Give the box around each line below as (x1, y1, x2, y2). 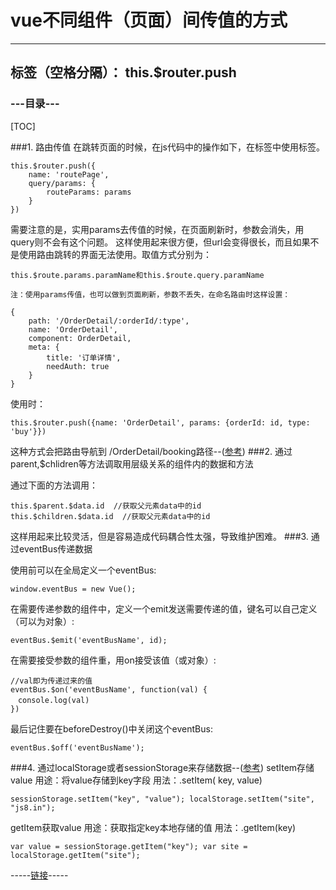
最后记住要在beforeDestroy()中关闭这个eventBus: (10, 722, 213, 735)
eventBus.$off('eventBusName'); (10, 742, 145, 753)
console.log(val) (17, 695, 90, 705)
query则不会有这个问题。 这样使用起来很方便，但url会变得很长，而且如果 (10, 236, 311, 248)
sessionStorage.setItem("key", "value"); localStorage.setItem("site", (10, 794, 315, 804)
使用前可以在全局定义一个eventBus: (10, 564, 157, 576)
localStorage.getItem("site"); (10, 850, 141, 860)
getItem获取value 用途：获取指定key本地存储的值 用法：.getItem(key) (10, 821, 297, 833)
